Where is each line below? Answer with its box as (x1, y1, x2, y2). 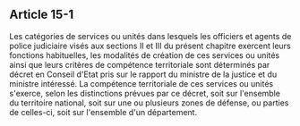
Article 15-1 (9, 7, 74, 22)
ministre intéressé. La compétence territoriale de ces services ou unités (9, 78, 274, 88)
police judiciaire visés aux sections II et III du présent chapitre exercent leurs (9, 40, 291, 51)
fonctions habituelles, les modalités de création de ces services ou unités (9, 49, 280, 61)
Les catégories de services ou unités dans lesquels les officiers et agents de (9, 30, 292, 41)
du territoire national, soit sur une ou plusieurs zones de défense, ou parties (9, 97, 289, 108)
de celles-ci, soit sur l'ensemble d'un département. (9, 106, 198, 117)
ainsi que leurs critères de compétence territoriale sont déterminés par (9, 59, 270, 70)
